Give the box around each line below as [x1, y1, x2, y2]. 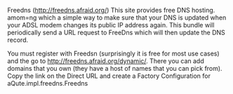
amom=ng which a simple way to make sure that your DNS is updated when [7, 13, 227, 22]
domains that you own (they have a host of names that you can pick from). [7, 65, 222, 72]
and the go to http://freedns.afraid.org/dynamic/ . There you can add [7, 57, 205, 65]
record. [7, 36, 29, 44]
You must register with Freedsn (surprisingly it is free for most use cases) [7, 49, 220, 58]
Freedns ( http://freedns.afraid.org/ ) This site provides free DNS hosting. [7, 6, 215, 14]
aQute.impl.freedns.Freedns [7, 79, 88, 87]
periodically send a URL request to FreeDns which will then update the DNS [7, 28, 226, 36]
